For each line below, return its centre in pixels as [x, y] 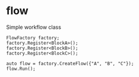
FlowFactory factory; [33, 38]
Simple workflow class [34, 27]
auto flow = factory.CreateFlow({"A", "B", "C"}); [70, 63]
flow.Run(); [21, 69]
